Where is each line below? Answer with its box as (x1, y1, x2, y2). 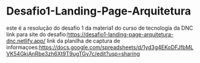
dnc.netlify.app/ (6, 37, 46, 44)
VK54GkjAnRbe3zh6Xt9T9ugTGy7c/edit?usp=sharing (6, 50, 140, 57)
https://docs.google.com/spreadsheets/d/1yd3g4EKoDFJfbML (39, 44, 194, 51)
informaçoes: (6, 44, 39, 51)
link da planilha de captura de (47, 37, 121, 44)
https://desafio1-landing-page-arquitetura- (67, 30, 174, 38)
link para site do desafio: (6, 30, 68, 38)
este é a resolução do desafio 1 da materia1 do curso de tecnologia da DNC (6, 24, 193, 31)
